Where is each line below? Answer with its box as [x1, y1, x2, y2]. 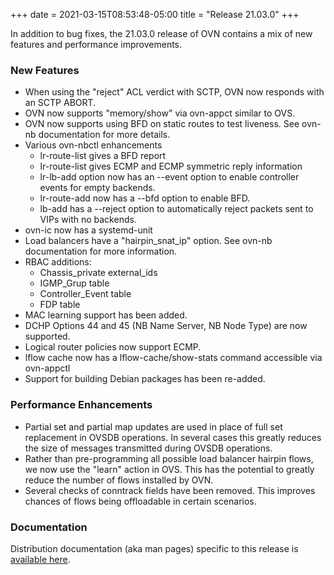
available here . [10, 553, 71, 565]
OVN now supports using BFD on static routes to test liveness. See [24, 118, 300, 130]
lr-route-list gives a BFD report [39, 150, 167, 162]
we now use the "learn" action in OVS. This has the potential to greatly [24, 463, 315, 475]
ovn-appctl [24, 362, 71, 374]
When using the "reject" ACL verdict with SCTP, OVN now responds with [24, 86, 325, 98]
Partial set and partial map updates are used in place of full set [24, 420, 283, 433]
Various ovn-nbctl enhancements [24, 139, 163, 151]
